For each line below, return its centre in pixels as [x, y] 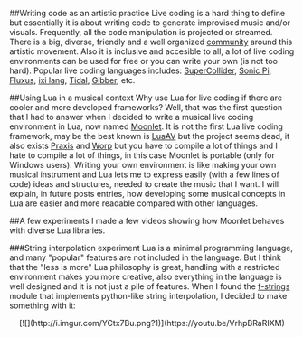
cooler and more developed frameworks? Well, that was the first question [146, 107]
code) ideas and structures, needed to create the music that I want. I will [144, 184]
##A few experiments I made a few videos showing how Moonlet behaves [147, 221]
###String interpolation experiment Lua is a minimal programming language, [151, 248]
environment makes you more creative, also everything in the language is [146, 276]
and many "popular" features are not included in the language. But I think [146, 257]
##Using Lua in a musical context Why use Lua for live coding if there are [146, 98]
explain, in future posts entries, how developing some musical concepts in [147, 194]
